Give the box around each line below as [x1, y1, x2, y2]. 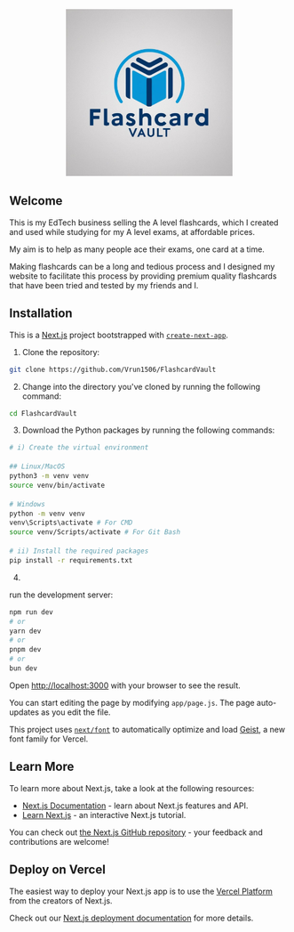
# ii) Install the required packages [9, 547, 149, 555]
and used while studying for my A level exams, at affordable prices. [9, 226, 256, 237]
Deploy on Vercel [9, 863, 107, 878]
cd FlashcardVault [9, 409, 77, 417]
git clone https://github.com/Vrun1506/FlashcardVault [9, 365, 217, 374]
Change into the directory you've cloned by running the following [21, 381, 260, 392]
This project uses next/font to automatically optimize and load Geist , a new [9, 724, 286, 734]
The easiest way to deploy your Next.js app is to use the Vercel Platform [9, 886, 274, 896]
